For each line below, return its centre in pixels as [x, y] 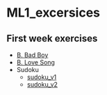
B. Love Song [35, 62]
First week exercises [52, 38]
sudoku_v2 [42, 84]
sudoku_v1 [42, 77]
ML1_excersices [53, 13]
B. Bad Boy [32, 55]
